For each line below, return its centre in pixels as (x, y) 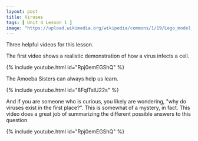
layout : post (22, 11)
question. (18, 120)
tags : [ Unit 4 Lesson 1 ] (39, 22)
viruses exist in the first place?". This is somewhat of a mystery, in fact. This (98, 108)
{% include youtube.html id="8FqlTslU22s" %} (62, 90)
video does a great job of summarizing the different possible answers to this (99, 114)
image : (14, 28)
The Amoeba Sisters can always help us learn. (62, 79)
